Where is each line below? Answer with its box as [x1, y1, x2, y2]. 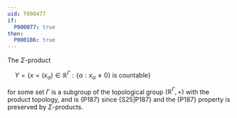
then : [7, 30, 23, 37]
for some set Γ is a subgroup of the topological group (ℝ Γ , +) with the [7, 86, 210, 96]
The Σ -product [7, 56, 51, 64]
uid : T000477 [7, 10, 46, 18]
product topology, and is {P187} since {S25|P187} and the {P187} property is [7, 95, 231, 104]
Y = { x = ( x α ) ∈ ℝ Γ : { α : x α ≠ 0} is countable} [14, 70, 151, 81]
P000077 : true [14, 23, 56, 30]
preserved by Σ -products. [7, 103, 84, 112]
